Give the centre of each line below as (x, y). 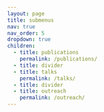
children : (21, 46)
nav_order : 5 (26, 33)
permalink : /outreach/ (52, 98)
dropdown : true (29, 40)
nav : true (21, 26)
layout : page (26, 14)
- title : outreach (40, 91)
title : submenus (31, 20)
